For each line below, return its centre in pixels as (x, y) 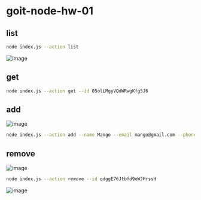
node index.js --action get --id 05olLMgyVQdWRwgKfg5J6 (77, 91)
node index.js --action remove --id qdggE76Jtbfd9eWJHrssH (81, 179)
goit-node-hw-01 (50, 11)
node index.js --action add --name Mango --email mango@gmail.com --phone (101, 135)
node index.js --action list (42, 47)
